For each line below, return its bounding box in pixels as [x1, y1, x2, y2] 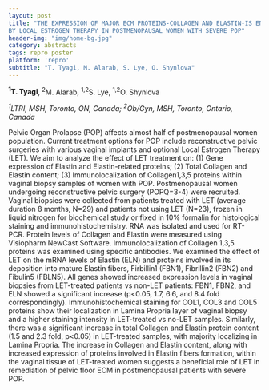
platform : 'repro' [8, 57, 70, 65]
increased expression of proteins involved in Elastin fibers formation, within [8, 348, 256, 358]
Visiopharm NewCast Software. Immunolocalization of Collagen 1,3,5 [8, 238, 235, 248]
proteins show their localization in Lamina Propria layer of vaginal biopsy [8, 306, 247, 316]
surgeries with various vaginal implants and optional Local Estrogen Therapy [8, 145, 261, 154]
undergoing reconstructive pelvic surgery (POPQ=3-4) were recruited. [8, 187, 241, 197]
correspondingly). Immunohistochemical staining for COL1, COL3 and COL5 [8, 297, 258, 308]
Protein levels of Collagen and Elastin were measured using [26, 229, 223, 240]
